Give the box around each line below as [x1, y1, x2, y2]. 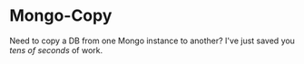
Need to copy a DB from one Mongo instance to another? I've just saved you [9, 35, 295, 46]
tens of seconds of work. [9, 44, 103, 55]
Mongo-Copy [9, 5, 113, 26]
